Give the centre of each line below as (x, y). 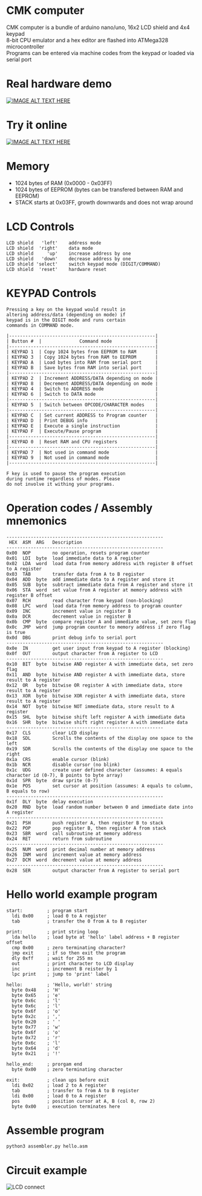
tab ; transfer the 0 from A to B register (80, 921)
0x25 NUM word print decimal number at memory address (81, 849)
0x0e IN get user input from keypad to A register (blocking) (98, 648)
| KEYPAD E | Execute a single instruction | (82, 426)
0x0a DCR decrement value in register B (69, 616)
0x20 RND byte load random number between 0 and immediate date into (100, 807)
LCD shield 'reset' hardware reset (57, 269)
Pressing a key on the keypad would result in (66, 309)
